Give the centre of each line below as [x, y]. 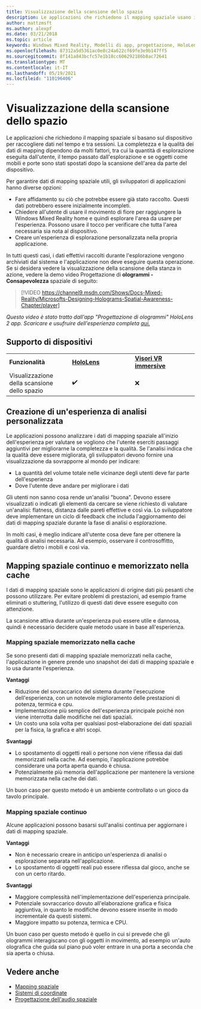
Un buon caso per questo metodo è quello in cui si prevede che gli [88, 934]
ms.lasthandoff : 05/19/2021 [41, 73]
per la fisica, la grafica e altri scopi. [58, 729]
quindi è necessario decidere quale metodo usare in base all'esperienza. [96, 627]
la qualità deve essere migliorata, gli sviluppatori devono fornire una [90, 455]
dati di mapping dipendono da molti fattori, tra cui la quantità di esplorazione [100, 151]
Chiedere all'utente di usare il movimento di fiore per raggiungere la [98, 212]
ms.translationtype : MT [36, 62]
